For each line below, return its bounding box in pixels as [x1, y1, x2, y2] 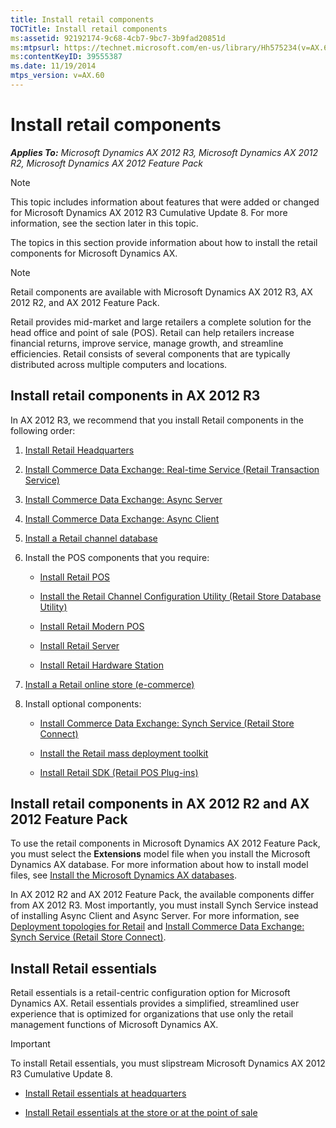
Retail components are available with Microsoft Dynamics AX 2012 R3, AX [10, 286, 313, 298]
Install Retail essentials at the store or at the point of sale [24, 1107, 258, 1119]
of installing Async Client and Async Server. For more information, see [10, 910, 300, 922]
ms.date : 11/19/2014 [10, 61, 97, 71]
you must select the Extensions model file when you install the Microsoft [10, 848, 311, 860]
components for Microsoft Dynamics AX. [10, 247, 178, 259]
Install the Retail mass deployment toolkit [39, 747, 209, 759]
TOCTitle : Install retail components [10, 24, 168, 34]
